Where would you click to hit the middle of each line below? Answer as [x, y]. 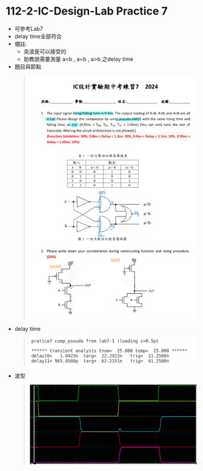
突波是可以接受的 [45, 51]
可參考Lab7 [29, 28]
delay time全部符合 [38, 36]
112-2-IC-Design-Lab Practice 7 [87, 11]
